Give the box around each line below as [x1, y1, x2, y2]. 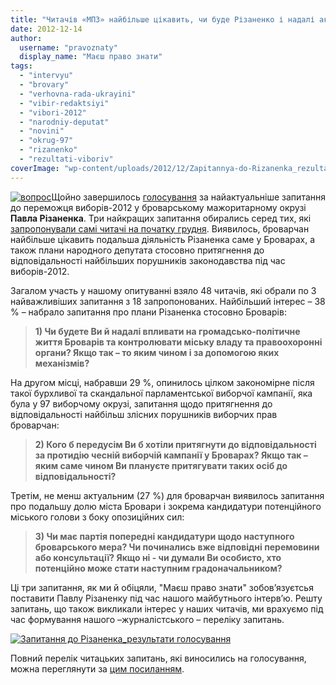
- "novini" [19, 126, 65, 136]
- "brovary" [19, 80, 70, 90]
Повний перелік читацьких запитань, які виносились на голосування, [10, 652, 307, 664]
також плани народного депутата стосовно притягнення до [10, 244, 265, 256]
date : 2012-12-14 [10, 24, 83, 34]
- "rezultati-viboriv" [19, 154, 114, 164]
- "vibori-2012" [19, 107, 87, 118]
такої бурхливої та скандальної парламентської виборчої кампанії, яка [10, 387, 313, 399]
